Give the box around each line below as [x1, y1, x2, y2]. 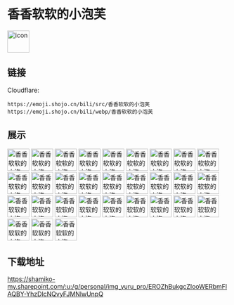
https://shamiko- [7, 275, 56, 283]
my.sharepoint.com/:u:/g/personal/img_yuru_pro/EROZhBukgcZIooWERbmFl [7, 283, 228, 291]
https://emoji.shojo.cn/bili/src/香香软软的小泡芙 [7, 100, 150, 108]
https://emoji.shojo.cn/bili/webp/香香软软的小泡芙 [7, 108, 153, 115]
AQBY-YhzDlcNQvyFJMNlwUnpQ [7, 290, 104, 299]
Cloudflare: [7, 86, 40, 94]
